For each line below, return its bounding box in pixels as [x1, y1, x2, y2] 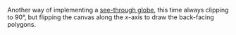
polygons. [7, 21, 37, 28]
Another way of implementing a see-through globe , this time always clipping [7, 6, 229, 14]
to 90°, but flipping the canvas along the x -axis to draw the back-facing [7, 13, 215, 21]
